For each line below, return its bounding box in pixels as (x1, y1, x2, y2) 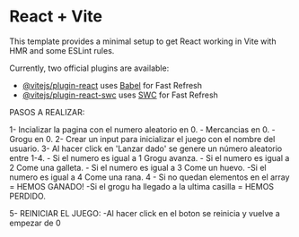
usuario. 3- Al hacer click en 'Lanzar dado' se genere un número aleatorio (9, 143, 283, 154)
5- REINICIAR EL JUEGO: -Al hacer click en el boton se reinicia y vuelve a (9, 207, 280, 218)
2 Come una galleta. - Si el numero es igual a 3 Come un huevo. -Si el (9, 162, 267, 173)
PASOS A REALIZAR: (9, 106, 85, 117)
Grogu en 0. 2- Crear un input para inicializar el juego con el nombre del (9, 133, 276, 144)
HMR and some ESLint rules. (9, 45, 115, 55)
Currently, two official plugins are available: (9, 63, 170, 73)
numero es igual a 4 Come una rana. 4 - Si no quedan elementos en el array (9, 172, 290, 182)
